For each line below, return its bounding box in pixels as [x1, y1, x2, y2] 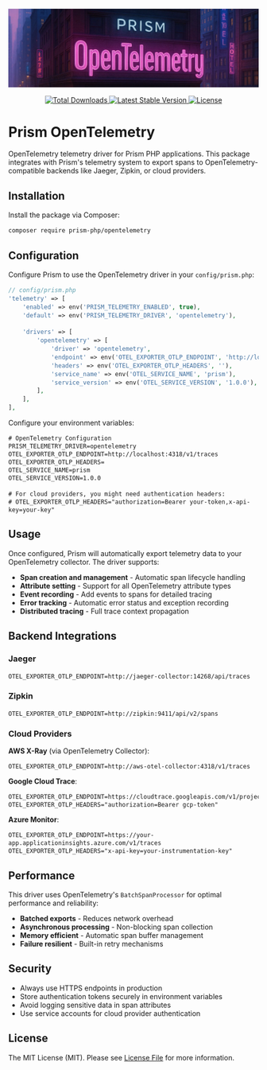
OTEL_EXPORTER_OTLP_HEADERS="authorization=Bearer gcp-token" [8, 801, 219, 809]
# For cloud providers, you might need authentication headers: [8, 490, 226, 498]
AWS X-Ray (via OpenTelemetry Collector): [8, 746, 149, 756]
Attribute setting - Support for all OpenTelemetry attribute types [19, 581, 232, 590]
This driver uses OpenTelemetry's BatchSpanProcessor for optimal [8, 889, 222, 899]
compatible [8, 166, 45, 176]
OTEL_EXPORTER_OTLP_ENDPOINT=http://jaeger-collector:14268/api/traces [8, 672, 250, 680]
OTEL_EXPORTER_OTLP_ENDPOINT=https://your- [8, 831, 155, 839]
